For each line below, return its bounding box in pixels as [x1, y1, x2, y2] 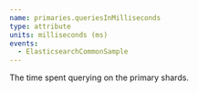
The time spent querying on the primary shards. [9, 72, 190, 83]
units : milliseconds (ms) [9, 30, 108, 39]
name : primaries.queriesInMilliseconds [9, 13, 162, 23]
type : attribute [9, 22, 71, 31]
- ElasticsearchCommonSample [17, 47, 129, 56]
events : [9, 38, 39, 48]
